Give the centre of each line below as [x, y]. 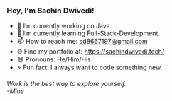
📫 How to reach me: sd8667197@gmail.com [82, 42]
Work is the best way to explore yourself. [66, 84]
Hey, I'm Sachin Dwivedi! [50, 11]
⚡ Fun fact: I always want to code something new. [90, 67]
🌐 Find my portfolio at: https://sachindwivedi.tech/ [91, 52]
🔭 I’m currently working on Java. [64, 26]
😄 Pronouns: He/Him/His [54, 59]
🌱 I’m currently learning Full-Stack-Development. [88, 33]
